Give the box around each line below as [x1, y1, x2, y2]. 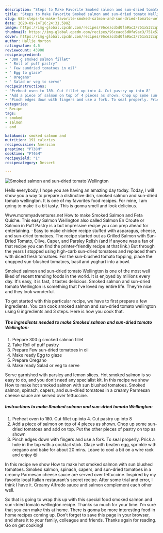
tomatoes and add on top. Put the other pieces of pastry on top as [23, 426, 156, 432]
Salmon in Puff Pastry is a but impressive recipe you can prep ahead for [5, 222, 149, 228]
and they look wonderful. [5, 288, 55, 294]
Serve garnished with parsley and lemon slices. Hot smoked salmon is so [5, 372, 151, 378]
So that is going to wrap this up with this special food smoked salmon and [5, 497, 152, 502]
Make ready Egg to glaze [12, 352, 62, 358]
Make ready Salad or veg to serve [12, 363, 80, 368]
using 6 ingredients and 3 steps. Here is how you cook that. [5, 308, 124, 314]
